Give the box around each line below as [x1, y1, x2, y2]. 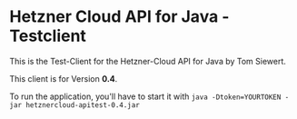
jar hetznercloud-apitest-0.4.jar [9, 100, 141, 110]
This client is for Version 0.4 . [9, 73, 118, 84]
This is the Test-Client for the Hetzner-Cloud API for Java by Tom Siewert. [9, 55, 286, 66]
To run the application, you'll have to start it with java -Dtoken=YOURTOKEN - [9, 91, 290, 102]
